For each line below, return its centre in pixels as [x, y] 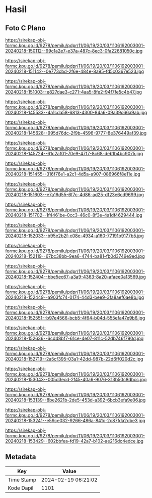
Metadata [21, 457]
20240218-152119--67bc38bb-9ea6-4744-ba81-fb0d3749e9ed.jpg [75, 256]
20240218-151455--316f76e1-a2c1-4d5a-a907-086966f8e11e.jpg [73, 174]
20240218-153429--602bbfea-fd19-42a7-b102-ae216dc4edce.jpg [74, 441]
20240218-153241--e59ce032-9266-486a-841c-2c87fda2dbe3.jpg [75, 420]
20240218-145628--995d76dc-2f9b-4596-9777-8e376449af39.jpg [76, 133]
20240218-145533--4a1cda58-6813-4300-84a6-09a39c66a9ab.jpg [76, 112]
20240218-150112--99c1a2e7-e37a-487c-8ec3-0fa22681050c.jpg [74, 51]
